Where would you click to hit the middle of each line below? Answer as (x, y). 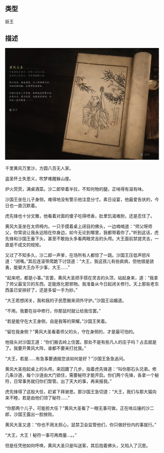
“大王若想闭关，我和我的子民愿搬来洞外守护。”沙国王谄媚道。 (66, 300)
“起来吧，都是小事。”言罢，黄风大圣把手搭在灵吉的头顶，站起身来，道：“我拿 (82, 278)
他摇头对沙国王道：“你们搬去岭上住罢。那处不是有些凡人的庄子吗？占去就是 (81, 342)
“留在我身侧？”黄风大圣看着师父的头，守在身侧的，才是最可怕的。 (71, 332)
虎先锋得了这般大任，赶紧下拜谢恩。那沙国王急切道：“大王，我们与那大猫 (79, 391)
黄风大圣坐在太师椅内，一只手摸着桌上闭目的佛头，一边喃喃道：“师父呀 (77, 226)
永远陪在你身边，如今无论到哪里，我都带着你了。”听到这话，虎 (97, 232)
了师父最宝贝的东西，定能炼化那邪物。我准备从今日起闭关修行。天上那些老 (80, 284)
